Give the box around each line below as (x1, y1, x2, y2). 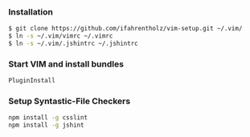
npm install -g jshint (8, 121, 84, 130)
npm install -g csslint (8, 114, 88, 122)
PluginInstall (8, 77, 56, 85)
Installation (8, 6, 54, 18)
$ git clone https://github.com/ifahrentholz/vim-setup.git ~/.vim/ (8, 25, 243, 33)
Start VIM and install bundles (8, 58, 125, 70)
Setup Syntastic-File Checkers (8, 95, 131, 107)
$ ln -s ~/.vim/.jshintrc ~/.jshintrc (8, 39, 138, 48)
